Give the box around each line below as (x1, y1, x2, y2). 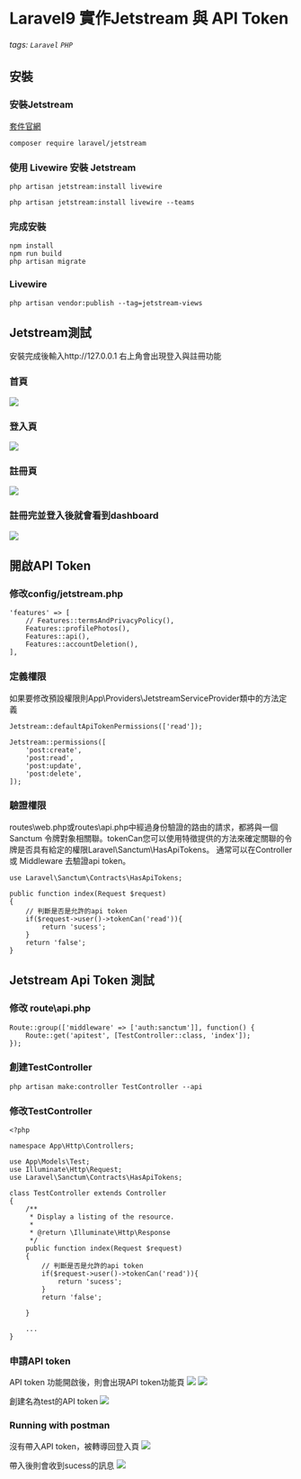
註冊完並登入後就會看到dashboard (9, 510, 159, 522)
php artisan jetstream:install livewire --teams (9, 197, 195, 207)
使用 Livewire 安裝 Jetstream (9, 161, 137, 174)
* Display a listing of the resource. (29, 1212, 175, 1221)
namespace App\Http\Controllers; (9, 1141, 135, 1151)
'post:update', (25, 761, 83, 770)
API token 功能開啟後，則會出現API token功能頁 (9, 1377, 185, 1388)
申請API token (9, 1355, 71, 1367)
